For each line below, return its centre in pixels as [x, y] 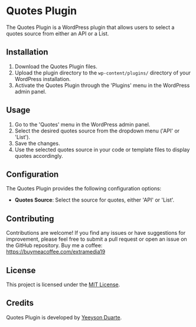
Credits [20, 303]
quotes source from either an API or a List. [58, 33]
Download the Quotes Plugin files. [56, 66]
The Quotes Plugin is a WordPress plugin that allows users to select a [90, 27]
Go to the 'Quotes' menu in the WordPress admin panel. [82, 124]
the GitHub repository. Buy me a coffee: [54, 245]
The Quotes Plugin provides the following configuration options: [84, 189]
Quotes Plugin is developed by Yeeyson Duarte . [64, 317]
